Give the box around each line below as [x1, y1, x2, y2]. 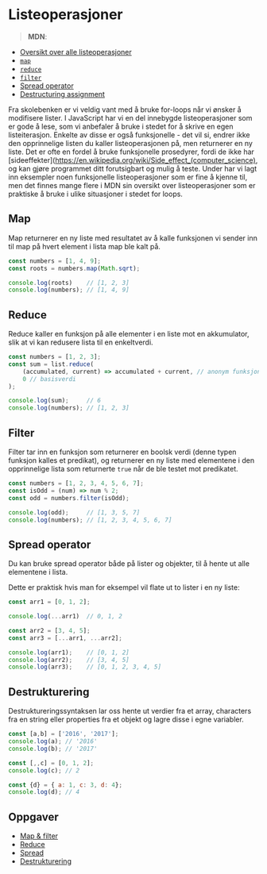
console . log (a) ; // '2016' [8, 737, 98, 745]
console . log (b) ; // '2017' [8, 745, 98, 753]
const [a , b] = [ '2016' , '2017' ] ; [8, 730, 119, 738]
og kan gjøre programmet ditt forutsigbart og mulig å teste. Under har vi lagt [8, 164, 257, 173]
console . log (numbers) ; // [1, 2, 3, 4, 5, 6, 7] [8, 516, 172, 524]
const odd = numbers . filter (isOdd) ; [8, 494, 130, 502]
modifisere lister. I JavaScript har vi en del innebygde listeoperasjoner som [8, 113, 253, 122]
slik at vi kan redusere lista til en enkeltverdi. [8, 337, 153, 347]
